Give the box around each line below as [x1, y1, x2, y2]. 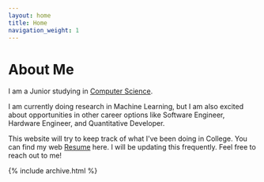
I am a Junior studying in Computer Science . [8, 86, 153, 96]
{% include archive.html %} [8, 166, 98, 176]
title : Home [8, 19, 47, 27]
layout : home [8, 11, 51, 20]
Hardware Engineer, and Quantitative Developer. [8, 119, 165, 128]
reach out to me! [8, 151, 62, 161]
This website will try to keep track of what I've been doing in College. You [8, 134, 247, 143]
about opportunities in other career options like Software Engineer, [8, 110, 225, 119]
